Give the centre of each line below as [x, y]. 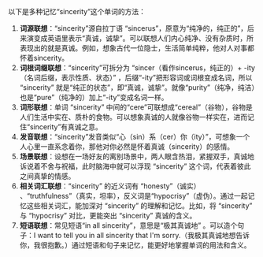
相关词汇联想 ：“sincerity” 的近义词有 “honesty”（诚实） [110, 186]
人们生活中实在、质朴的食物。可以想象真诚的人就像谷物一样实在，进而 [133, 117]
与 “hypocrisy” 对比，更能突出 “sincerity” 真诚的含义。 [108, 216]
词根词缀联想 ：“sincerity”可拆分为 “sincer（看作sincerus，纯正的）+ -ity [137, 68]
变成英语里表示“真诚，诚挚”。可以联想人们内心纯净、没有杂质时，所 [144, 38]
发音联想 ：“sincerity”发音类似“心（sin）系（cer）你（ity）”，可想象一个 [135, 137]
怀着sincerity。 [44, 58]
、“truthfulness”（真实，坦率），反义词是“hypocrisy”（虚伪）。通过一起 [133, 196]
